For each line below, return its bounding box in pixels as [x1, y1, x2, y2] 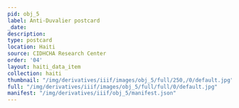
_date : [7, 23, 27, 31]
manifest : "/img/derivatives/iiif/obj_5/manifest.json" [7, 90, 176, 97]
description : [7, 30, 46, 38]
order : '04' [7, 57, 43, 64]
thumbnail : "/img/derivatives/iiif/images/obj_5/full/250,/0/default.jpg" [7, 76, 234, 84]
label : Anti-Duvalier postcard [7, 17, 100, 24]
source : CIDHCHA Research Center [7, 50, 107, 58]
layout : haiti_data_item [7, 63, 81, 70]
